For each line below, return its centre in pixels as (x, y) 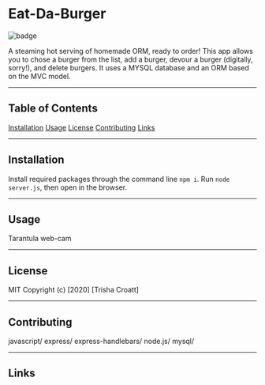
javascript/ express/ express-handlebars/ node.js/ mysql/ (101, 341)
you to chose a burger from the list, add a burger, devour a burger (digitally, (131, 59)
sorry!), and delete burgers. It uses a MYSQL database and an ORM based (129, 67)
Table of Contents (53, 109)
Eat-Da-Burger (57, 14)
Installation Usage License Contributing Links (82, 127)
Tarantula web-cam (40, 239)
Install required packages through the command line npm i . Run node (119, 179)
